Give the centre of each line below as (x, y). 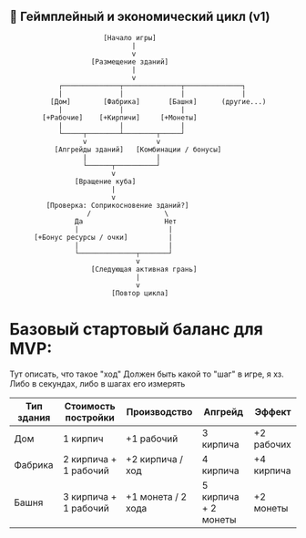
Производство (159, 411)
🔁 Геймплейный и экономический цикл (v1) (140, 17)
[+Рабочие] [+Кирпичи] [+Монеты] (120, 118)
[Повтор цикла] (140, 293)
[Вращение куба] (105, 181)
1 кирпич (83, 439)
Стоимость (90, 406)
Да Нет (126, 221)
